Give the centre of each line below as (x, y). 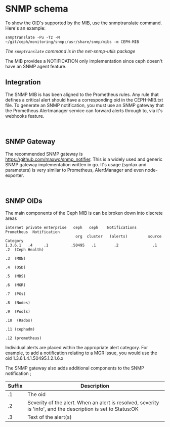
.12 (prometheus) (24, 338)
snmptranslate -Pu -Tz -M (32, 37)
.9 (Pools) (18, 312)
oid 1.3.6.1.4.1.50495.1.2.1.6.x (34, 358)
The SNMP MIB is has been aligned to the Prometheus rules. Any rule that (82, 94)
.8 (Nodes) (18, 303)
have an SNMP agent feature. (36, 66)
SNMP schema (37, 9)
